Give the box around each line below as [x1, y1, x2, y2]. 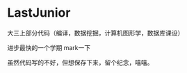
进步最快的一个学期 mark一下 [7, 43, 91, 51]
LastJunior [7, 5, 71, 21]
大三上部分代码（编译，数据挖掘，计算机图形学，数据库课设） [7, 29, 184, 37]
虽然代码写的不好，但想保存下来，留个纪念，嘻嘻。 [7, 58, 154, 67]
